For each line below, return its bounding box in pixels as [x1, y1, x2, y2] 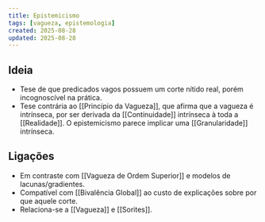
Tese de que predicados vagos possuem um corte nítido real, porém [19, 84, 244, 94]
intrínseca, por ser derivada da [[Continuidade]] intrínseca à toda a [19, 110, 239, 119]
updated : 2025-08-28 [8, 33, 77, 42]
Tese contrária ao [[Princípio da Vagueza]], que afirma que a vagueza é [19, 101, 254, 111]
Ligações [8, 150, 55, 163]
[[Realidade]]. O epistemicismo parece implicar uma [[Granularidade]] [19, 119, 248, 128]
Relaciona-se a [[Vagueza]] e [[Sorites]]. [19, 204, 152, 214]
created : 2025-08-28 [8, 26, 77, 34]
